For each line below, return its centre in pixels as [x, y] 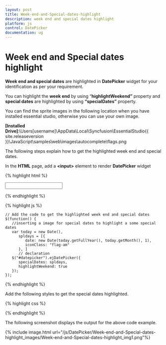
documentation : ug [24, 33]
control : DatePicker [27, 28]
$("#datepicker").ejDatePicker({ [46, 258]
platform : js [19, 23]
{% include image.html [28, 332]
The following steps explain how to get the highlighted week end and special [83, 151]
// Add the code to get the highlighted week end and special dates [77, 215]
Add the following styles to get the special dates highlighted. [67, 294]
